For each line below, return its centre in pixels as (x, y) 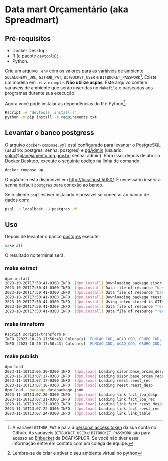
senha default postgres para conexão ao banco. (54, 185)
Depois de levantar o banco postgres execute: (53, 237)
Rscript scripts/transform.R (35, 334)
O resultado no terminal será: (35, 255)
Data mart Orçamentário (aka (67, 9)
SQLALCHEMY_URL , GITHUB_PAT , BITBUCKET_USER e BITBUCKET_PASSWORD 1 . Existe (81, 76)
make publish (22, 356)
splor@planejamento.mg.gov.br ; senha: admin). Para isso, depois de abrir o (83, 155)
